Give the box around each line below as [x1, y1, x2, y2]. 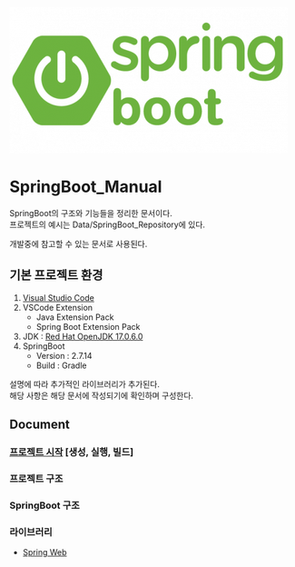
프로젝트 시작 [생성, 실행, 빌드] [9, 446, 134, 459]
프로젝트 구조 [9, 472, 64, 484]
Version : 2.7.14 [35, 350, 93, 361]
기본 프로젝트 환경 [9, 267, 103, 283]
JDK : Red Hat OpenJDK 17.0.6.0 [22, 331, 143, 342]
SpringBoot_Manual [9, 176, 162, 197]
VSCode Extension [22, 302, 93, 313]
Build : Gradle [35, 360, 87, 371]
